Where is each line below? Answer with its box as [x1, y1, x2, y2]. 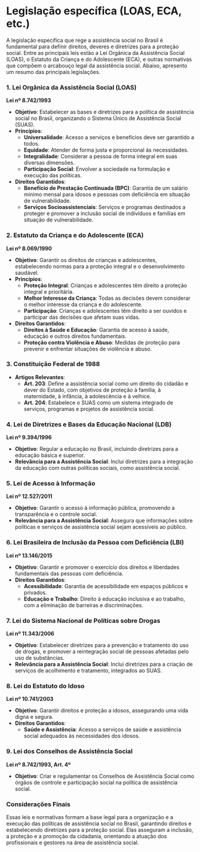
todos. [23, 140, 40, 147]
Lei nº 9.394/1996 [6, 434, 52, 441]
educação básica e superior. [14, 452, 85, 459]
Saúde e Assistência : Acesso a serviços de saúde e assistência [23, 726, 181, 733]
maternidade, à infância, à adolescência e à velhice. [23, 392, 152, 399]
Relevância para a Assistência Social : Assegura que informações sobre [14, 517, 193, 524]
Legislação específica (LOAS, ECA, [6, 4, 182, 18]
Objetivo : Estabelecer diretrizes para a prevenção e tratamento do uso [14, 642, 189, 649]
